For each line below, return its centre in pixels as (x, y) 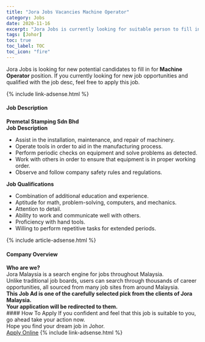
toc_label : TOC (26, 46)
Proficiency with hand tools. (50, 222)
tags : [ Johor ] (24, 35)
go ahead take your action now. (46, 320)
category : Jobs (26, 18)
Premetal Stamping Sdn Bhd (43, 121)
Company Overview (32, 254)
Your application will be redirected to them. (62, 307)
